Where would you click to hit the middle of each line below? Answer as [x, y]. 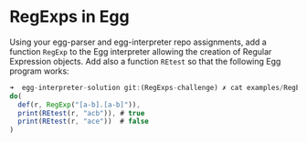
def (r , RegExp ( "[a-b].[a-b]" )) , [79, 105]
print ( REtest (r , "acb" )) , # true [81, 113]
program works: [40, 71]
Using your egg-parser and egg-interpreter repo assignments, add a [138, 42]
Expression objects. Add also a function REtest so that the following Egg [145, 61]
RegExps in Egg [69, 17]
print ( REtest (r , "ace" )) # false [83, 122]
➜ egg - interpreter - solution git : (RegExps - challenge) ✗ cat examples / [147, 87]
